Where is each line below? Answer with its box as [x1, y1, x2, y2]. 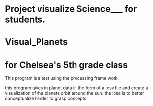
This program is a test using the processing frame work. [5, 75, 119, 81]
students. [5, 14, 46, 25]
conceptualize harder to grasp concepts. [5, 95, 88, 102]
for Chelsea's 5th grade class [5, 59, 128, 70]
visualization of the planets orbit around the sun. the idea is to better [5, 90, 144, 96]
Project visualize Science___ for [5, 3, 137, 15]
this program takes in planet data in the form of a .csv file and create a [5, 85, 148, 91]
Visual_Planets [5, 36, 68, 48]
